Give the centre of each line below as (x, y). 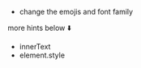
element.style (42, 55)
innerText (35, 47)
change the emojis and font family (76, 12)
